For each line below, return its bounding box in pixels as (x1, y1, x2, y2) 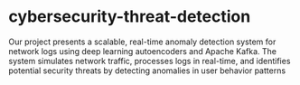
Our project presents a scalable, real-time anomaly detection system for (8, 36, 277, 47)
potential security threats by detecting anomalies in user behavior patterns (8, 65, 286, 76)
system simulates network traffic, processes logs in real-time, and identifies (8, 55, 291, 66)
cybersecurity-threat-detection (8, 6, 251, 27)
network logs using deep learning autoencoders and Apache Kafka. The (8, 45, 277, 56)
